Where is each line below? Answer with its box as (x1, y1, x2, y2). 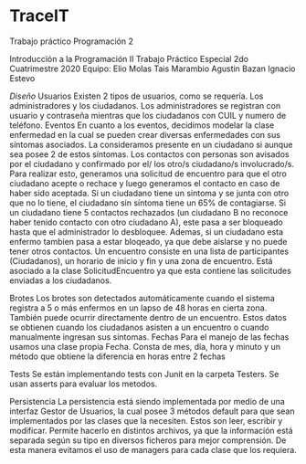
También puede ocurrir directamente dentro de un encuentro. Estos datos (9, 311, 288, 322)
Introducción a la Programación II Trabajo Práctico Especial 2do (9, 53, 249, 64)
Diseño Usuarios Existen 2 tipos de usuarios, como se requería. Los (9, 90, 264, 101)
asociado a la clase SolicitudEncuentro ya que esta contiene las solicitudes (9, 265, 292, 276)
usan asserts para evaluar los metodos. (9, 378, 158, 389)
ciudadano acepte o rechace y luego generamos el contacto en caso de (9, 177, 280, 188)
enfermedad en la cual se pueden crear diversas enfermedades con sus (9, 129, 281, 140)
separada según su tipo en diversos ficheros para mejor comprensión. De (9, 435, 287, 446)
